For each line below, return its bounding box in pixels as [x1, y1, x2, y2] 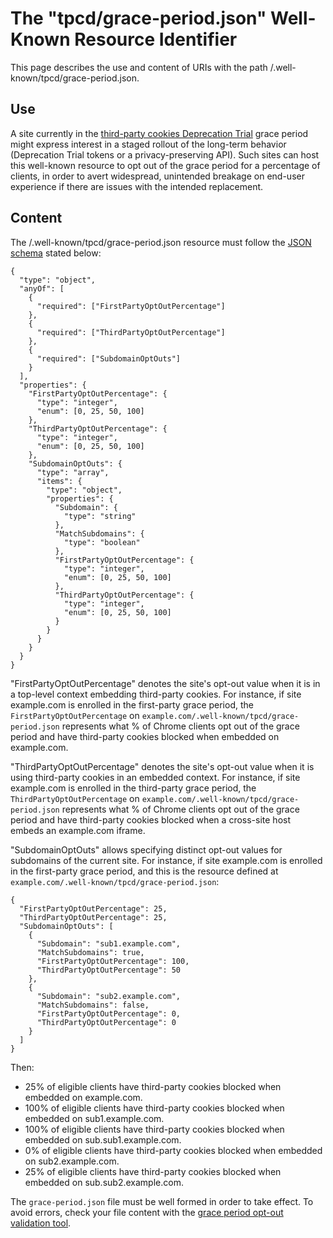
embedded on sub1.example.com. [24, 1112, 165, 1124]
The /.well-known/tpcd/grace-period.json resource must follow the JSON [10, 236, 312, 248]
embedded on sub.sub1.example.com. [24, 1133, 182, 1146]
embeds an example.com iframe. [10, 824, 146, 836]
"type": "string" [63, 511, 137, 521]
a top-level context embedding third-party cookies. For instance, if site [10, 688, 302, 700]
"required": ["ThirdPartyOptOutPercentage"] [36, 327, 226, 337]
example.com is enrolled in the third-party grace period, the [10, 782, 257, 794]
